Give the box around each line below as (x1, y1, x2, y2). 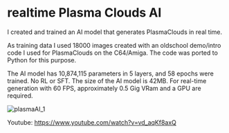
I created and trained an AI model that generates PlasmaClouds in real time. (7, 28, 223, 36)
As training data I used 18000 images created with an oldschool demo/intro (7, 41, 221, 49)
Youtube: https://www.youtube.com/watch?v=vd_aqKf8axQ (7, 118, 176, 126)
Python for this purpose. (7, 55, 77, 64)
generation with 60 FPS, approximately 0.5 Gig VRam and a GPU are (7, 84, 202, 92)
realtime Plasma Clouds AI (7, 5, 162, 21)
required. (7, 91, 33, 100)
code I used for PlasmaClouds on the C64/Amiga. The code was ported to (7, 48, 218, 57)
